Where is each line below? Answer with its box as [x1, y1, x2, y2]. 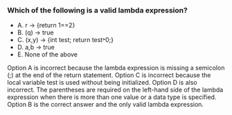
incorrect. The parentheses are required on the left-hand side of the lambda [7, 85, 224, 94]
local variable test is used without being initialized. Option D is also [7, 79, 197, 87]
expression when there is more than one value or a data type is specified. [7, 93, 217, 101]
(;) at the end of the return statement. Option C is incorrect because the [7, 71, 211, 79]
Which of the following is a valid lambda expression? [7, 6, 188, 15]
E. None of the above [17, 50, 78, 59]
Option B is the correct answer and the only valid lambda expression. [7, 101, 204, 109]
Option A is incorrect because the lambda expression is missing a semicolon [7, 64, 225, 72]
